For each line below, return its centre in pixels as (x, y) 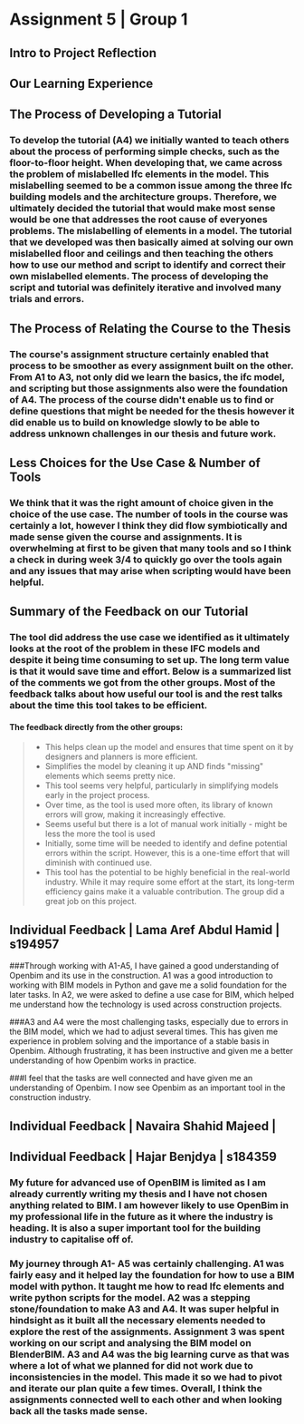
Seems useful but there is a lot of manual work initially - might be (166, 824)
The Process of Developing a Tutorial (115, 115)
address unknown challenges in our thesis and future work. (143, 434)
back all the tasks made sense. (79, 1410)
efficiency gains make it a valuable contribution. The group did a (165, 892)
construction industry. (51, 1097)
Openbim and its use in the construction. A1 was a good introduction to (141, 976)
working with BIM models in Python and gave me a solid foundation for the (148, 985)
